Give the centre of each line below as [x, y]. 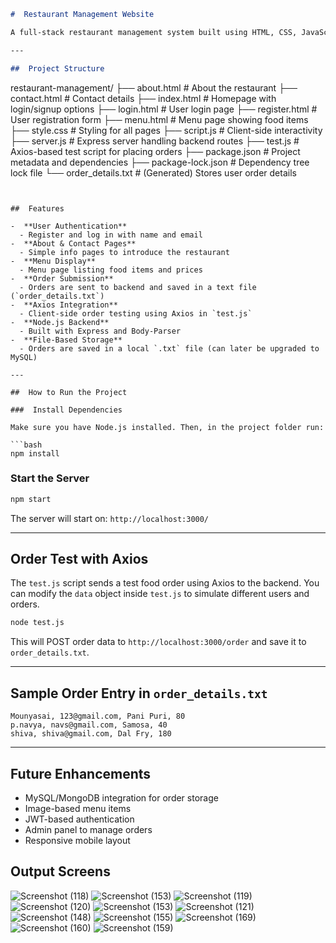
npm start [31, 499]
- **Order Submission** [62, 278]
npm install [35, 453]
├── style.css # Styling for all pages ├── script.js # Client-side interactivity [166, 130]
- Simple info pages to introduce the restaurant [124, 252]
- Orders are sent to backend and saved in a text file [138, 287]
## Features [37, 208]
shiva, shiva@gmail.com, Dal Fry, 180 [91, 734]
